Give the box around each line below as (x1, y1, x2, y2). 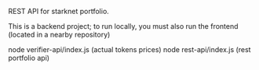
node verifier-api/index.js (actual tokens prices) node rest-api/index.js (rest (8, 45, 251, 54)
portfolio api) (8, 54, 49, 62)
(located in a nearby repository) (8, 30, 111, 39)
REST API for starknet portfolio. (8, 7, 110, 16)
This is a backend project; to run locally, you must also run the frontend (8, 22, 239, 30)
